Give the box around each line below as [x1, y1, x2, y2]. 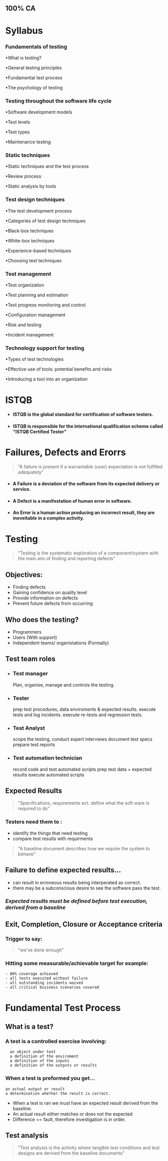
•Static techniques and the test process [5, 163, 89, 169]
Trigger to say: [5, 935, 42, 942]
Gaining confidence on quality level [12, 589, 87, 596]
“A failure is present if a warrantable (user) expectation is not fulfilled [17, 463, 163, 469]
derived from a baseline [5, 904, 66, 911]
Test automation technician [12, 754, 83, 762]
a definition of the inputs [10, 1058, 70, 1063]
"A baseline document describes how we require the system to [17, 845, 150, 851]
